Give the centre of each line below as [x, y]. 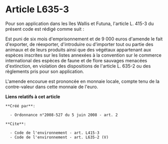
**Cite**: [16, 124]
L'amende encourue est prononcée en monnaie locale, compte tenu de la [82, 81]
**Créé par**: [20, 106]
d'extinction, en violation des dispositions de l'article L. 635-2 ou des [78, 66]
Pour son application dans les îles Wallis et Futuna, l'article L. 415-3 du [80, 23]
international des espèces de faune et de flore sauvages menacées [76, 60]
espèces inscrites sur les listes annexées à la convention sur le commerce [83, 55]
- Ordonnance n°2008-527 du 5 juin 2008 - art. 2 [64, 115]
